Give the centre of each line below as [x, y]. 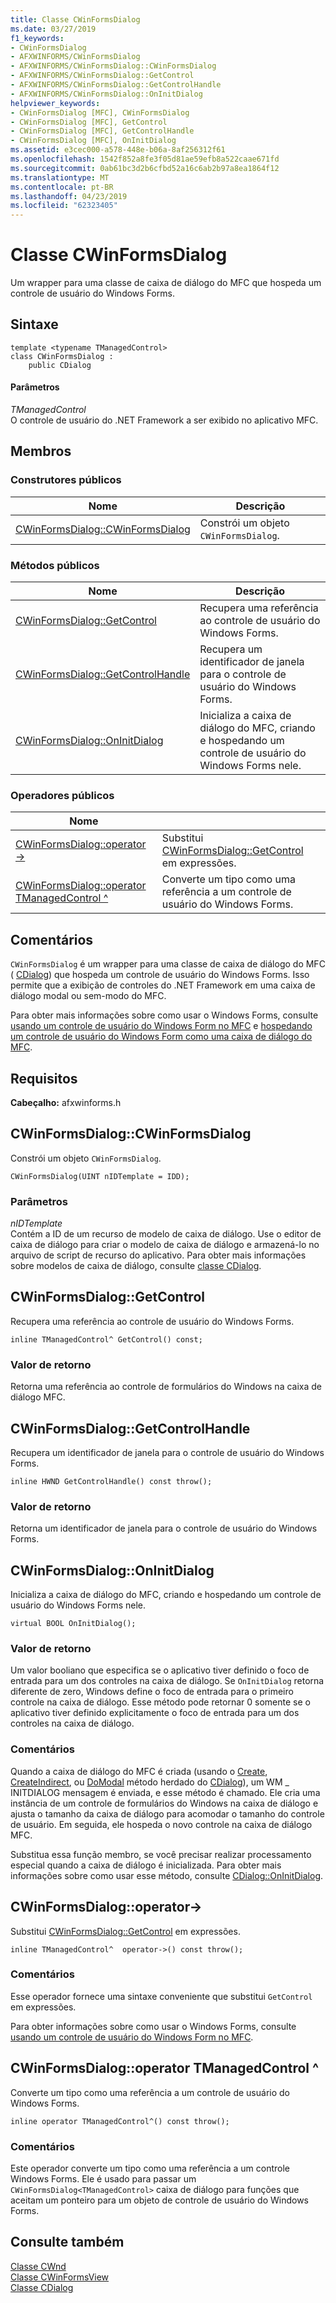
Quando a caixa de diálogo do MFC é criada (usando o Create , [139, 1771]
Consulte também [67, 2242]
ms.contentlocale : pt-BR [62, 187]
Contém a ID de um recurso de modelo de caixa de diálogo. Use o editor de [166, 1234]
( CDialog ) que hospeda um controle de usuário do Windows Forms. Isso [160, 975]
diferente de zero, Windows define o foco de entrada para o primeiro [152, 1692]
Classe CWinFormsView [60, 2277]
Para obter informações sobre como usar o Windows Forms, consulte [153, 2026]
